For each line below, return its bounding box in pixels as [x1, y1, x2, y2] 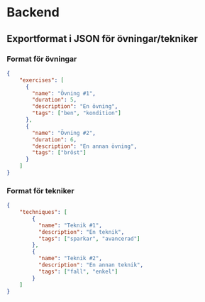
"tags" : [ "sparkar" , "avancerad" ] [38, 235, 140, 242]
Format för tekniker [6, 185, 75, 195]
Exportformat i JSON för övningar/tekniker [6, 33, 198, 45]
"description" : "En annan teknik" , [38, 261, 143, 269]
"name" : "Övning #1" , [32, 90, 96, 97]
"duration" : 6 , [32, 136, 77, 143]
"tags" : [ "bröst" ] [32, 149, 87, 156]
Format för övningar [6, 54, 77, 64]
